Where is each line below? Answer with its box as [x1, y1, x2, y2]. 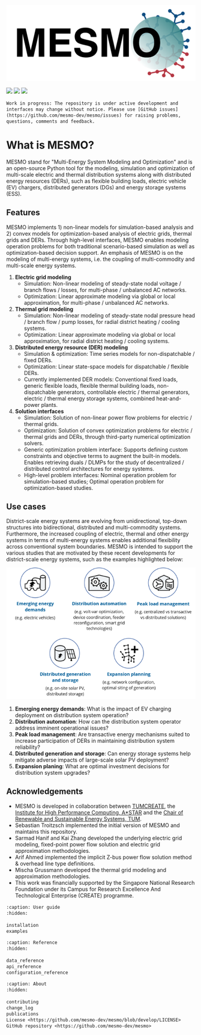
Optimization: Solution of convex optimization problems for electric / [23, 427, 193, 434]
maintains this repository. [14, 828, 78, 835]
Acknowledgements [6, 786, 83, 797]
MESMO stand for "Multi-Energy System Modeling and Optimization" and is [6, 158, 193, 165]
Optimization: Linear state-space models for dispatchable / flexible [23, 362, 189, 370]
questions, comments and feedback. [6, 118, 95, 124]
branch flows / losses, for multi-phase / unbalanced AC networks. [23, 286, 187, 293]
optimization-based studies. [23, 484, 94, 491]
